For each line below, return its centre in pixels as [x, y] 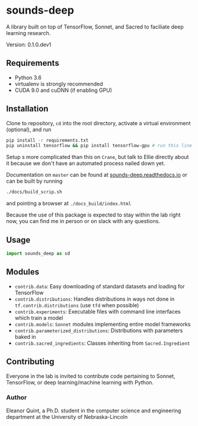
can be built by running [34, 181]
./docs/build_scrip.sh [34, 192]
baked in [25, 336]
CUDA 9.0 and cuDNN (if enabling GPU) [63, 90]
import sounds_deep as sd [38, 253]
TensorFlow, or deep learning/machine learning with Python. [80, 382]
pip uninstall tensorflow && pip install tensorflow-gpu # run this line [99, 146]
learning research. [28, 33]
